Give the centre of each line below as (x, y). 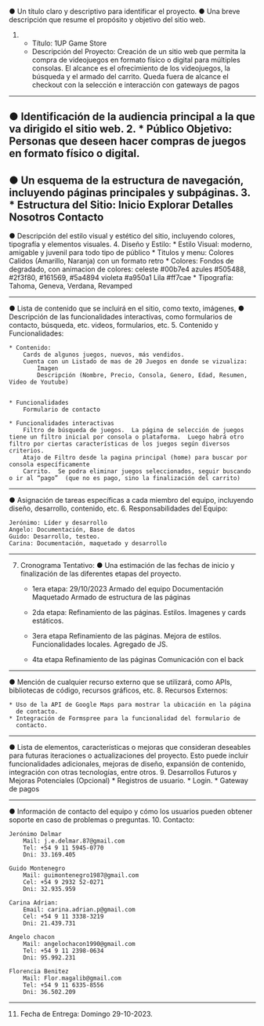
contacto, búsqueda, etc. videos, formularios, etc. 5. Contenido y (114, 326)
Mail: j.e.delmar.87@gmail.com (74, 841)
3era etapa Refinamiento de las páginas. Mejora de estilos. (127, 636)
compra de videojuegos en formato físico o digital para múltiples (136, 60)
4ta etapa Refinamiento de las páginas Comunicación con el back (138, 660)
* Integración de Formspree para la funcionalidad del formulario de (125, 719)
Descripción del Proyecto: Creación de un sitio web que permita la (139, 51)
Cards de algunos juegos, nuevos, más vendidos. (104, 355)
